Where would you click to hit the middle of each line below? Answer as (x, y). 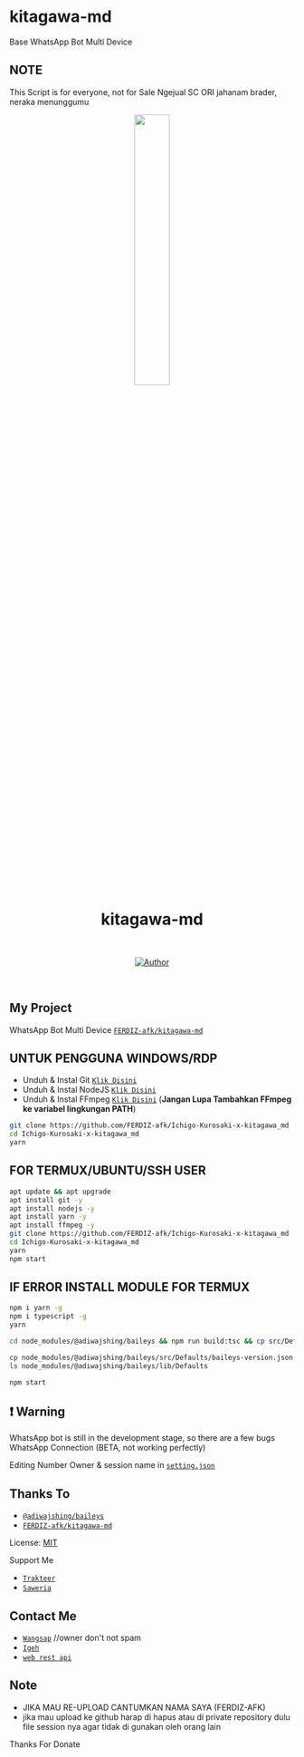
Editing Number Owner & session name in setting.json (112, 1465)
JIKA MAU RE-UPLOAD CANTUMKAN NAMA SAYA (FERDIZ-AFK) (144, 1707)
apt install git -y (46, 1200)
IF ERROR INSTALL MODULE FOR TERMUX (130, 1287)
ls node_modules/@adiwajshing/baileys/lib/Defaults (109, 1366)
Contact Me (43, 1616)
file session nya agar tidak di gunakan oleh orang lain (122, 1726)
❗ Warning (38, 1411)
